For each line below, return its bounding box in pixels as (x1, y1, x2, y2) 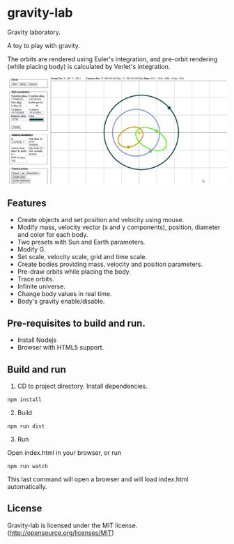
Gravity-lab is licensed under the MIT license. (7, 521, 138, 529)
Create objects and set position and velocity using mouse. (17, 216, 185, 224)
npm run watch (7, 463, 49, 469)
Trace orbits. (17, 275, 54, 283)
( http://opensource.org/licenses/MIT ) (7, 528, 114, 537)
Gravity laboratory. (7, 28, 61, 36)
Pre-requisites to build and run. (7, 317, 146, 329)
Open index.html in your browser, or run (7, 448, 122, 457)
